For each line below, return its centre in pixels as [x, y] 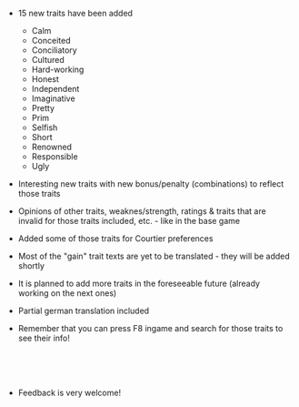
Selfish [45, 127]
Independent [55, 89]
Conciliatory [54, 50]
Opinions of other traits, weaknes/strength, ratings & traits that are [142, 211]
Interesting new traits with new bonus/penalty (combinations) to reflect [151, 184]
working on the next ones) [67, 293]
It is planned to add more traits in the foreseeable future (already [139, 283]
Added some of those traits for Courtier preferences [115, 239]
